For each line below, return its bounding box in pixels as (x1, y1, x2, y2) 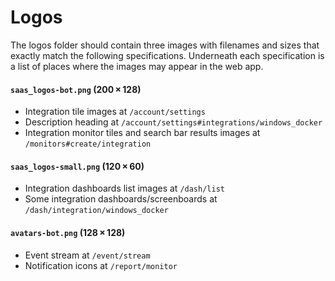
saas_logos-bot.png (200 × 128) (10, 83, 142, 95)
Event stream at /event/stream (24, 249, 151, 261)
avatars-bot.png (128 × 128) (10, 226, 126, 238)
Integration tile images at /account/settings (24, 106, 206, 118)
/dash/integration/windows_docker (24, 206, 169, 216)
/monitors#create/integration (24, 139, 152, 150)
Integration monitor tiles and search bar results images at (24, 127, 261, 139)
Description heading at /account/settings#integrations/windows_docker (24, 116, 323, 128)
